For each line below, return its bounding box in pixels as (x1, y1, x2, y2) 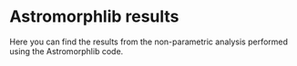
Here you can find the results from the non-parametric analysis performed (9, 36, 289, 47)
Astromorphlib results (9, 6, 179, 27)
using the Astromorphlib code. (9, 45, 124, 56)
